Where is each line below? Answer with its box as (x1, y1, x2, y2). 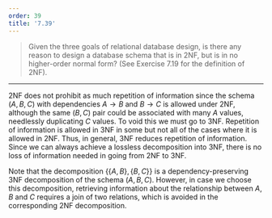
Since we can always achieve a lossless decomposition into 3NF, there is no (8, 142, 262, 152)
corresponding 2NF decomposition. (8, 200, 127, 210)
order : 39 (8, 11, 42, 20)
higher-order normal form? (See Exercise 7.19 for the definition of (28, 58, 245, 69)
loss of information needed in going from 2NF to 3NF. (8, 150, 187, 160)
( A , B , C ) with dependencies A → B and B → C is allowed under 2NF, (8, 99, 236, 109)
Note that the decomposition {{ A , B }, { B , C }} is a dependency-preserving (8, 166, 249, 176)
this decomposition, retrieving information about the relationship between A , (8, 183, 263, 193)
